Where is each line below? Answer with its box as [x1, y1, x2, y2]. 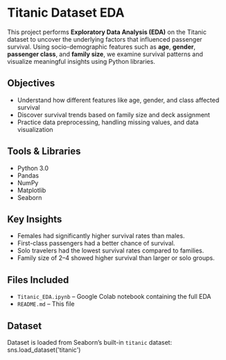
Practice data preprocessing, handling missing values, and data [17, 118, 199, 126]
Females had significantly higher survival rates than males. [17, 232, 185, 240]
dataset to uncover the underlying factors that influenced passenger [7, 35, 202, 43]
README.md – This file [17, 300, 75, 308]
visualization [17, 125, 53, 133]
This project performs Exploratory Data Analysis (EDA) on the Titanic [7, 28, 207, 36]
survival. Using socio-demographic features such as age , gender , [7, 42, 196, 51]
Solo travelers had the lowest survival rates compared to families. [17, 246, 205, 255]
